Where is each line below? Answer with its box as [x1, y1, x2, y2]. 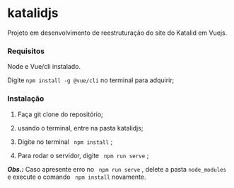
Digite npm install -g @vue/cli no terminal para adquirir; [7, 76, 175, 84]
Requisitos [7, 46, 45, 56]
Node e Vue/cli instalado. [7, 62, 81, 71]
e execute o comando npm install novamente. [7, 172, 146, 181]
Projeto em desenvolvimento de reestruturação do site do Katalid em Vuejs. [7, 28, 228, 37]
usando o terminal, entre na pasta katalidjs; [17, 123, 144, 132]
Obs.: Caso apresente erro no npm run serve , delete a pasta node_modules [7, 165, 227, 173]
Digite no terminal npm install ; [17, 137, 113, 146]
